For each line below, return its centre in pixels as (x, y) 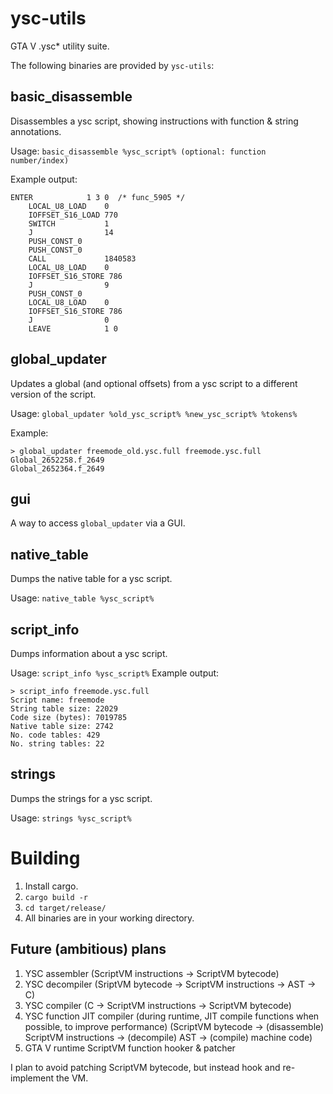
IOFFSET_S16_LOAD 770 (73, 215)
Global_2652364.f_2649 (57, 468)
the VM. (72, 1078)
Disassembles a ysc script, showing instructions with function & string (154, 121)
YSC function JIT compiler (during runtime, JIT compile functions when (172, 1016)
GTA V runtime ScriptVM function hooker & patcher (130, 1048)
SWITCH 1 (69, 223)
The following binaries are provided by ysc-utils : (112, 65)
